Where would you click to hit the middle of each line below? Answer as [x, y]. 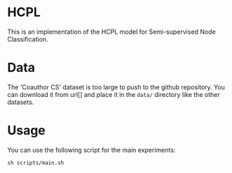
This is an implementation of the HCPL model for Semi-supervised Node [111, 32]
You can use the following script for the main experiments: [91, 150]
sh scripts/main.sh [36, 162]
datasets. [21, 102]
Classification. [28, 39]
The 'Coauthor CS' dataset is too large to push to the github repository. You [116, 87]
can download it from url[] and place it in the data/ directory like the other [114, 94]
